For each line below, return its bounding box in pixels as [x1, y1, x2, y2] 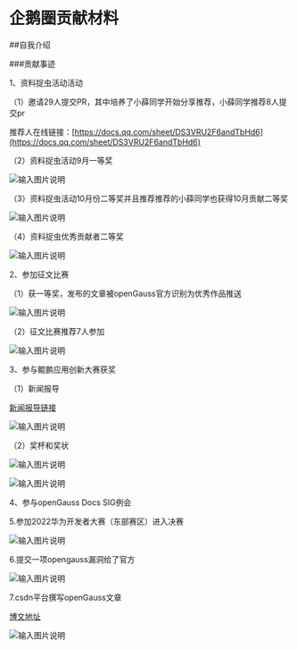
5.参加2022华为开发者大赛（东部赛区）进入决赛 [9, 516, 185, 527]
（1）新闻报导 [9, 383, 60, 393]
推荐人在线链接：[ [9, 126, 76, 137]
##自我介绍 [9, 39, 51, 50]
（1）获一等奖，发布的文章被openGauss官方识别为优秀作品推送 [9, 288, 243, 299]
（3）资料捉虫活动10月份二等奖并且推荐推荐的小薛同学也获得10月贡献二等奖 [9, 193, 288, 204]
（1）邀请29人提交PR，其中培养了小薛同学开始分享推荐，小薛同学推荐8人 [9, 96, 279, 107]
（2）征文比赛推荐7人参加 [9, 325, 105, 336]
